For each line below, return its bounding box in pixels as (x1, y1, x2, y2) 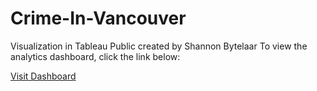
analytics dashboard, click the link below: (10, 50, 181, 62)
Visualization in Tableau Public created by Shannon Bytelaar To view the (10, 40, 308, 52)
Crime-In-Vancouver (10, 7, 187, 30)
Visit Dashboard (10, 70, 77, 82)
